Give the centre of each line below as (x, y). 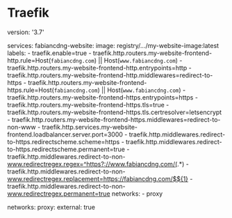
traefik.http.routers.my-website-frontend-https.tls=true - (88, 104)
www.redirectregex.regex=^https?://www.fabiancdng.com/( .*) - (98, 164)
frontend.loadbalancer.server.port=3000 (65, 134)
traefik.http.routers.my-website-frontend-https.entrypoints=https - (102, 97)
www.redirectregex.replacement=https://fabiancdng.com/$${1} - (100, 178)
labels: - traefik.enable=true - (49, 53)
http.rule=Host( (29, 60)
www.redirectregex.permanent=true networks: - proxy (85, 194)
